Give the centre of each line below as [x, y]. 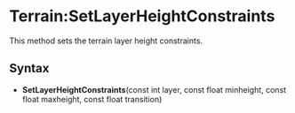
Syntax [29, 68]
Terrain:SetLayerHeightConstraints [142, 16]
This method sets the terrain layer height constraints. [106, 41]
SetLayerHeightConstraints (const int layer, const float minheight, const [154, 89]
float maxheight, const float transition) [92, 99]
